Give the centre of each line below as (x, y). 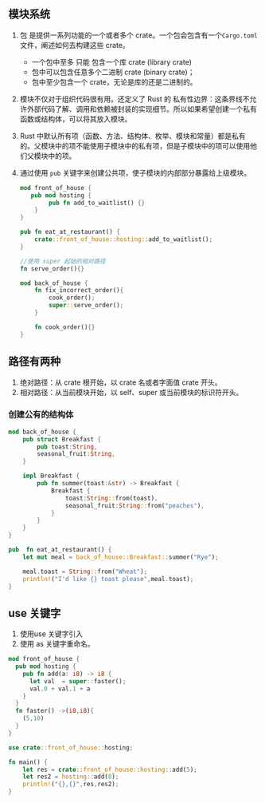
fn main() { (28, 762)
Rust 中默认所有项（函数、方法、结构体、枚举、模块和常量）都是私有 (132, 136)
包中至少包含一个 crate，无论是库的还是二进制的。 (114, 81)
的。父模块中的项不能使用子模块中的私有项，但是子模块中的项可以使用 (135, 145)
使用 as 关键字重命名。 (57, 644)
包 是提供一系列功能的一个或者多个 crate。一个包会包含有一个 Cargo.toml (138, 35)
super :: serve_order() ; (86, 306)
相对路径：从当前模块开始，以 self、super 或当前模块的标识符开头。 (131, 392)
